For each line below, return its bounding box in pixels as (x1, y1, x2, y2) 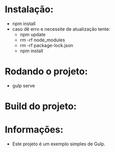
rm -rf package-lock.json (20, 42, 73, 48)
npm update (20, 31, 46, 37)
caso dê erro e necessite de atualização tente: (12, 26, 111, 32)
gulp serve (12, 82, 35, 89)
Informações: (5, 124, 64, 136)
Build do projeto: (5, 101, 77, 112)
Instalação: (5, 4, 53, 15)
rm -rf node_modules (20, 37, 65, 43)
